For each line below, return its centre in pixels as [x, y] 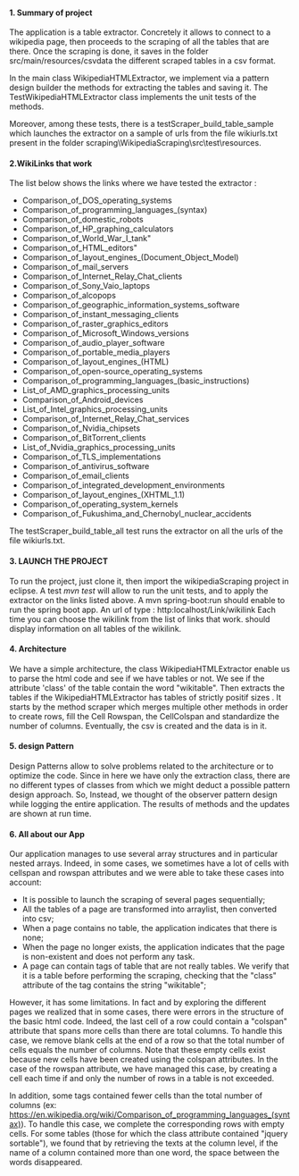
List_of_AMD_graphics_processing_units [96, 391]
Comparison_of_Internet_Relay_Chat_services [106, 419]
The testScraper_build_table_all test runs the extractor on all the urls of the [146, 531]
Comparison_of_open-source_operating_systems [112, 372]
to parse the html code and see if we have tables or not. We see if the [137, 678]
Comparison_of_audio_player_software [93, 343]
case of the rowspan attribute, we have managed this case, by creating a [143, 1069]
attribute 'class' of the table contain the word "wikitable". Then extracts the [147, 687]
